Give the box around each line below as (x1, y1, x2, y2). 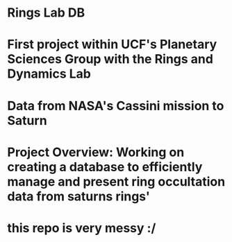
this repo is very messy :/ (7, 220, 156, 236)
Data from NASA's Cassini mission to (7, 98, 224, 114)
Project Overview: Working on (7, 144, 185, 160)
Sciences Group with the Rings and (7, 51, 214, 67)
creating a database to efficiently (7, 159, 203, 175)
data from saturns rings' (7, 189, 151, 204)
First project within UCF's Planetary (7, 37, 217, 53)
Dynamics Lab (7, 66, 92, 82)
